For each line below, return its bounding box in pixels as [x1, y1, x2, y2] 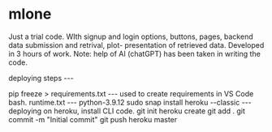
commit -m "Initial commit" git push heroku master [8, 114, 178, 124]
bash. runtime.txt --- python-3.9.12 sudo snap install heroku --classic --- [8, 97, 252, 107]
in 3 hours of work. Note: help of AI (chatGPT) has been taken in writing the [8, 49, 261, 58]
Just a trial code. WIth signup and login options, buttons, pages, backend [8, 32, 253, 41]
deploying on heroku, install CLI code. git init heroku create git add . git [8, 106, 246, 116]
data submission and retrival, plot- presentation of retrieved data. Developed [8, 40, 265, 49]
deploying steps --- [8, 73, 75, 83]
